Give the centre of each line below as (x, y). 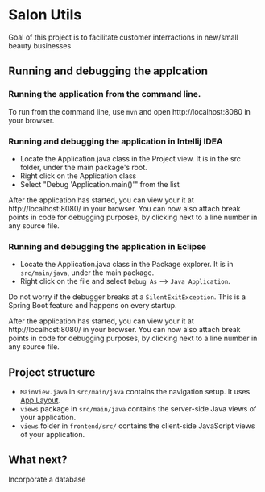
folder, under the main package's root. (83, 167)
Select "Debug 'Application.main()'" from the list (99, 184)
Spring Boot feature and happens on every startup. (93, 306)
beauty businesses (40, 45)
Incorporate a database (47, 479)
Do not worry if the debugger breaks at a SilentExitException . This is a (127, 297)
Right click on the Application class (78, 176)
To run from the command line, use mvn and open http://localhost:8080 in (130, 111)
